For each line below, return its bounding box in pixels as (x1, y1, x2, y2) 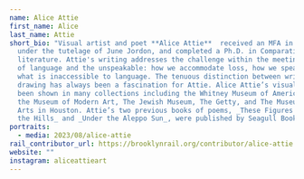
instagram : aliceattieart (9, 155, 107, 165)
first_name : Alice (9, 22, 79, 31)
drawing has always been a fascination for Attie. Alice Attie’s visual (17, 80, 298, 89)
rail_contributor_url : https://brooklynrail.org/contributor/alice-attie (9, 139, 294, 148)
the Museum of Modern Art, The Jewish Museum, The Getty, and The (17, 97, 273, 107)
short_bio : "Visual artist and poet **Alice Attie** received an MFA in (9, 38, 294, 48)
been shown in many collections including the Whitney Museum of (17, 89, 270, 98)
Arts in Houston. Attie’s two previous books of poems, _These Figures (17, 106, 294, 115)
